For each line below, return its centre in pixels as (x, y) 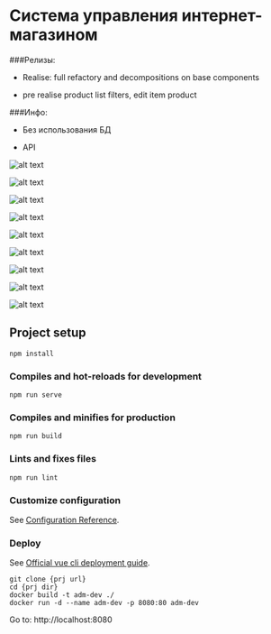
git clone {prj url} (48, 579)
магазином (54, 35)
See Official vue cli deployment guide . (80, 563)
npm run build (36, 436)
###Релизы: (32, 60)
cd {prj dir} (34, 587)
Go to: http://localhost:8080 (61, 620)
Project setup (48, 333)
